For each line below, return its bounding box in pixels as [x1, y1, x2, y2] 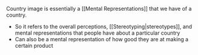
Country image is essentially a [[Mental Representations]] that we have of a [6, 5, 192, 12]
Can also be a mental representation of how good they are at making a [14, 36, 188, 42]
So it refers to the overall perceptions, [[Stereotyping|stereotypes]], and [14, 23, 193, 30]
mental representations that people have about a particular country [14, 29, 181, 36]
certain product [14, 42, 53, 49]
